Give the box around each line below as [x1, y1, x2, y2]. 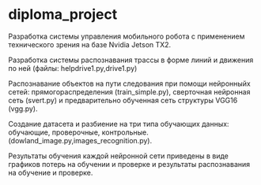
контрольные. [101, 128, 149, 137]
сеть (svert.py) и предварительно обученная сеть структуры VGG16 [8, 95, 238, 105]
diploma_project [8, 6, 118, 24]
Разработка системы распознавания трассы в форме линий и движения [8, 55, 254, 65]
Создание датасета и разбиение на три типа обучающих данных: [8, 119, 229, 128]
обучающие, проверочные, [8, 128, 100, 137]
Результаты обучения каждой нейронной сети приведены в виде [8, 151, 229, 161]
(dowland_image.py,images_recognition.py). [8, 135, 153, 145]
